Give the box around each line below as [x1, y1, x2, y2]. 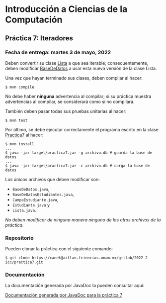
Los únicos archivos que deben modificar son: [5, 176, 100, 182]
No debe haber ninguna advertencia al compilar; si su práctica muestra [5, 93, 152, 99]
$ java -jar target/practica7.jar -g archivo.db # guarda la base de [5, 150, 153, 155]
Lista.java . [12, 207, 36, 213]
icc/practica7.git [5, 260, 43, 265]
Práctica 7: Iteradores [5, 34, 74, 42]
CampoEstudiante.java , [12, 197, 59, 202]
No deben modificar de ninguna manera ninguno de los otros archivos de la [5, 216, 161, 222]
